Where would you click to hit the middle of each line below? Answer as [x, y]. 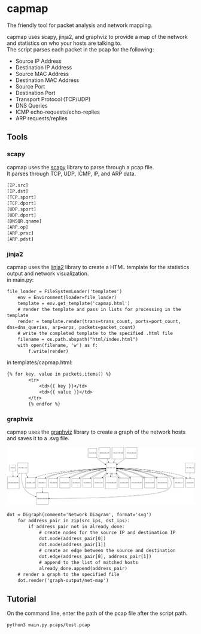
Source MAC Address [42, 74]
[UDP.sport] [22, 209]
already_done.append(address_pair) [83, 569]
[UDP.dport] [22, 215]
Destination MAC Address [47, 80]
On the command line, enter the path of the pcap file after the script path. [97, 613]
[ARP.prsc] [20, 233]
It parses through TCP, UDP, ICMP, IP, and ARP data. [71, 173]
